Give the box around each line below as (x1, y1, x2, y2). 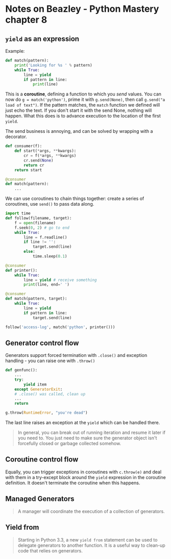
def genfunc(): (5, 368, 38, 373)
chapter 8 (5, 14, 47, 26)
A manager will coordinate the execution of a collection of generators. (17, 508, 165, 514)
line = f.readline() (23, 234, 67, 240)
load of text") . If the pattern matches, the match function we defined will (5, 102, 160, 108)
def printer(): (5, 268, 38, 273)
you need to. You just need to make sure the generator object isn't (17, 435, 157, 441)
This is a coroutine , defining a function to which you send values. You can (5, 91, 162, 97)
